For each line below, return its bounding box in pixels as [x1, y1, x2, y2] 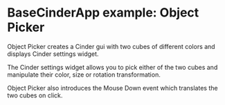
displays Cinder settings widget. [7, 50, 99, 58]
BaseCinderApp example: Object [7, 5, 199, 21]
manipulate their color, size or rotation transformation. [7, 70, 161, 79]
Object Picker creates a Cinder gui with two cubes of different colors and [7, 42, 216, 50]
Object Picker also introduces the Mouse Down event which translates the [7, 84, 218, 92]
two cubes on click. [7, 91, 63, 99]
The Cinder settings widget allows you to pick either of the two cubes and [7, 63, 218, 71]
